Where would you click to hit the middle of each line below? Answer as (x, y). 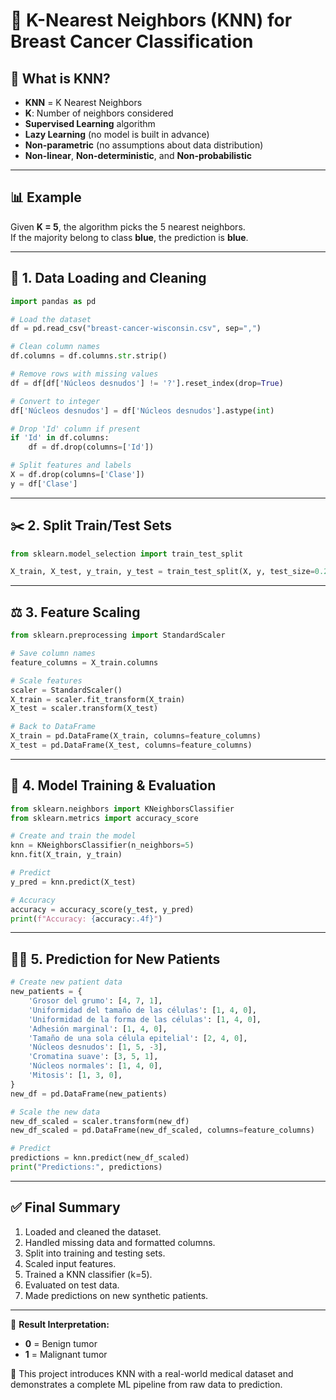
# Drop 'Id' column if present (75, 429)
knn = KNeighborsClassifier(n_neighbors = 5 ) (102, 845)
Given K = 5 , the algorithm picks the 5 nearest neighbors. (128, 226)
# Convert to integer (55, 401)
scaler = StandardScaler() (66, 690)
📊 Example (46, 197)
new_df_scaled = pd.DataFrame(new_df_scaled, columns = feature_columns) (162, 1130)
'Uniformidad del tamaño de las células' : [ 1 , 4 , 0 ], (142, 1010)
